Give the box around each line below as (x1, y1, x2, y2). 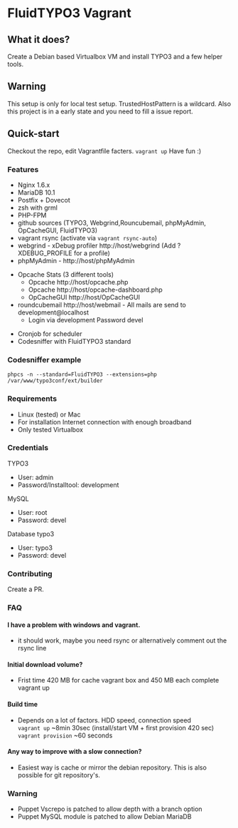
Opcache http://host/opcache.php (28, 277, 129, 286)
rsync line (17, 644, 47, 653)
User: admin (17, 473, 54, 481)
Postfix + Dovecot (17, 195, 70, 204)
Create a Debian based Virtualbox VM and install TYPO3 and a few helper (7, 52, 223, 61)
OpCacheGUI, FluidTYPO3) (17, 226, 98, 235)
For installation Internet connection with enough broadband (17, 417, 192, 426)
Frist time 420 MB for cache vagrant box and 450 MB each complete (17, 676, 220, 685)
